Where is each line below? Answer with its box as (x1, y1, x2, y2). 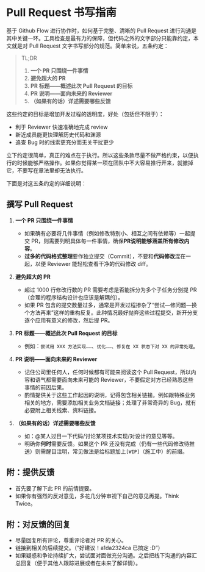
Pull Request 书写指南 (6, 5, 117, 20)
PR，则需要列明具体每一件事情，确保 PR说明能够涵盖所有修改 (31, 237, 184, 245)
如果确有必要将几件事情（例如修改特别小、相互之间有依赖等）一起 (24, 229, 190, 237)
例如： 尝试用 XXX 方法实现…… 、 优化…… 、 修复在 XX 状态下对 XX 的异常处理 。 (24, 342, 199, 349)
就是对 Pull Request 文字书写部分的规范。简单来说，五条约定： (11, 42, 169, 49)
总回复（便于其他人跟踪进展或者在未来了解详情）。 (15, 559, 142, 567)
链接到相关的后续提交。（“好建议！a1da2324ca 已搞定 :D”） (15, 544, 164, 552)
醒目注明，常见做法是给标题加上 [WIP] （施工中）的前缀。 (45, 448, 188, 455)
